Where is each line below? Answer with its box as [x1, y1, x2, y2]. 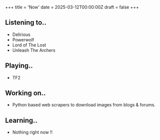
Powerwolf [12, 36, 34, 42]
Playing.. [5, 62, 33, 70]
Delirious [12, 32, 31, 37]
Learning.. [5, 116, 38, 125]
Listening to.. [5, 18, 47, 27]
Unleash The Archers [12, 47, 56, 53]
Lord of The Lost [12, 42, 46, 48]
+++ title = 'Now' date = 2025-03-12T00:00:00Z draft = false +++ [5, 4, 139, 10]
